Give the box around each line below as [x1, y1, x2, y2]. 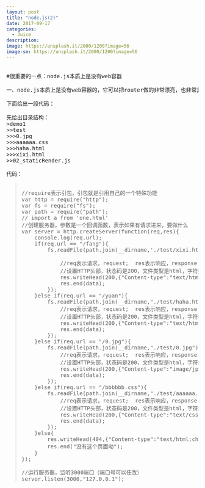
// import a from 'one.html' [21, 214, 109, 221]
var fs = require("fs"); [21, 202, 96, 209]
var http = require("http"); [21, 196, 109, 203]
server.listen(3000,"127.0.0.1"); [21, 475, 125, 483]
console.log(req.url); [34, 234, 103, 241]
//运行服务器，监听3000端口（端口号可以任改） [21, 468, 143, 476]
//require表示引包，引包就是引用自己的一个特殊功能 [21, 189, 157, 196]
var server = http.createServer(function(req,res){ [21, 228, 179, 235]
